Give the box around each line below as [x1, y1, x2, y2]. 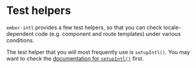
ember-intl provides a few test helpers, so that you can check [6, 24, 162, 31]
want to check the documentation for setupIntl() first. [6, 55, 144, 62]
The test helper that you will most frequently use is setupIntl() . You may [6, 48, 191, 55]
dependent [6, 30, 34, 37]
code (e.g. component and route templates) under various [35, 30, 181, 37]
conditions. [6, 36, 35, 44]
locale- [163, 24, 181, 31]
